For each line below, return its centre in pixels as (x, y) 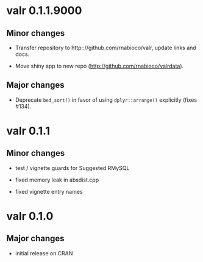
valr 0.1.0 (30, 216)
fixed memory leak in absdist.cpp (57, 180)
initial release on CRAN (44, 253)
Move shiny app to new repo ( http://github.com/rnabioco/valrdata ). (99, 66)
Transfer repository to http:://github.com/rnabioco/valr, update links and (105, 48)
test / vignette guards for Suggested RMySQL (72, 168)
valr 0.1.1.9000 (44, 11)
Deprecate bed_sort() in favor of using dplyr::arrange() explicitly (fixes (106, 100)
